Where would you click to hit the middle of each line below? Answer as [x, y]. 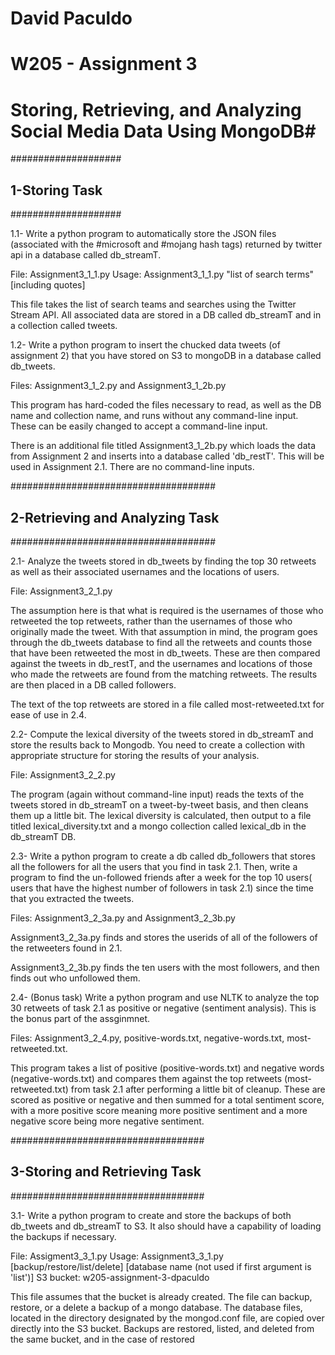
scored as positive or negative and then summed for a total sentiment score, [167, 1099]
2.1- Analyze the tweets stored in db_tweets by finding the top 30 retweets [163, 561]
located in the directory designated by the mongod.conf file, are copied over [167, 1318]
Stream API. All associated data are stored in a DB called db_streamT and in [166, 315]
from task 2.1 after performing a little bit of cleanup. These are [198, 1089]
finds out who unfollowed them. [75, 978]
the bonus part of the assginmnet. [80, 1018]
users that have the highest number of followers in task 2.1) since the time [162, 888]
